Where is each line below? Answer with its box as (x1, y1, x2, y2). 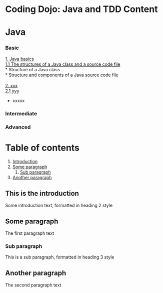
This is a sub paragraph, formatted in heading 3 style (5, 254, 114, 260)
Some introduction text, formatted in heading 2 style (5, 202, 113, 209)
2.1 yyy (5, 88, 19, 94)
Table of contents (5, 142, 80, 154)
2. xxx (5, 82, 18, 88)
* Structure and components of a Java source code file (5, 72, 118, 78)
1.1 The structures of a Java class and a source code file (5, 61, 120, 67)
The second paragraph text (5, 282, 61, 288)
